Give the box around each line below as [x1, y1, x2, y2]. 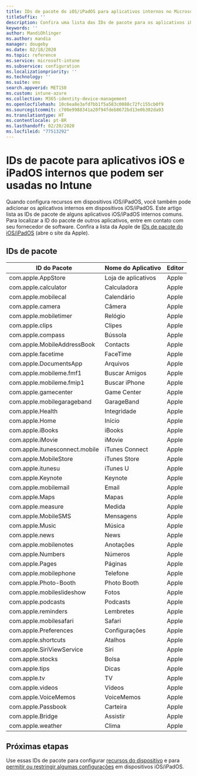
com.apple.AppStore [9, 273, 66, 282]
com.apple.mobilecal [9, 293, 66, 301]
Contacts [104, 340, 130, 348]
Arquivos [104, 359, 130, 367]
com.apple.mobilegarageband [9, 397, 92, 405]
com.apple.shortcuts [9, 636, 66, 644]
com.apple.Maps [9, 493, 55, 501]
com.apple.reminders [9, 607, 68, 615]
